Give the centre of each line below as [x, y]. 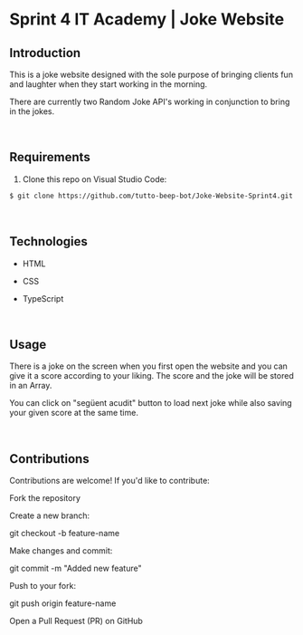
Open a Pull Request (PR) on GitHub [76, 621]
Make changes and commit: [61, 551]
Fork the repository [45, 498]
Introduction [45, 53]
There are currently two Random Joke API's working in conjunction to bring [150, 101]
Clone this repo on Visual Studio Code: [95, 179]
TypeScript [43, 298]
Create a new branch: [50, 515]
